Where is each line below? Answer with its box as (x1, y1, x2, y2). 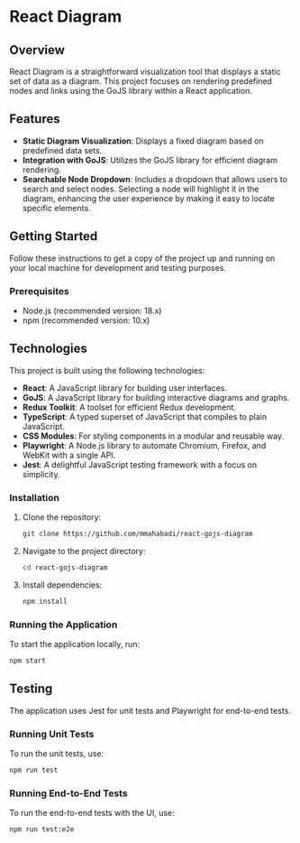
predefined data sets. (22, 144, 103, 155)
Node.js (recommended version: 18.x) (22, 305, 162, 316)
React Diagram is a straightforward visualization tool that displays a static (9, 66, 281, 77)
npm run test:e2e (9, 825, 75, 834)
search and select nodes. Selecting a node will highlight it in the (22, 183, 259, 194)
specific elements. (22, 202, 92, 213)
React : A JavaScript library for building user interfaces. (22, 382, 228, 394)
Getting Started (9, 228, 98, 245)
